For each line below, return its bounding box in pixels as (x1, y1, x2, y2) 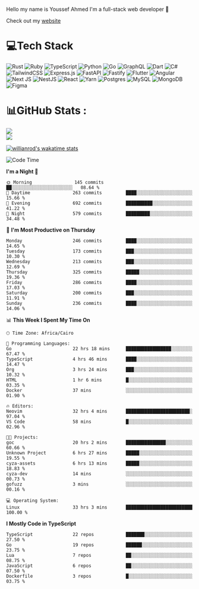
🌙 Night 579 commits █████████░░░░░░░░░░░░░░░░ (6, 210, 193, 217)
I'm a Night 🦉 (6, 167, 39, 175)
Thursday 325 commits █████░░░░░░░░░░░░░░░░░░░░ (6, 269, 193, 275)
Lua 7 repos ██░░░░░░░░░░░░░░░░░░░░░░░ (6, 552, 193, 558)
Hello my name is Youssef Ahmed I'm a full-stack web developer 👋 (6, 6, 169, 13)
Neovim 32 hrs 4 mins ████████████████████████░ (6, 408, 193, 414)
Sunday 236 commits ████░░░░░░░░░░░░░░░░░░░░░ (6, 300, 193, 306)
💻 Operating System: (6, 497, 59, 503)
